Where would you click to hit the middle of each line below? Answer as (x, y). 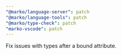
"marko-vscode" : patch (34, 29)
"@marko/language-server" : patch (48, 12)
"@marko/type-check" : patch (41, 23)
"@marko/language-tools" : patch (46, 18)
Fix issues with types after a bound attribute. (61, 46)
